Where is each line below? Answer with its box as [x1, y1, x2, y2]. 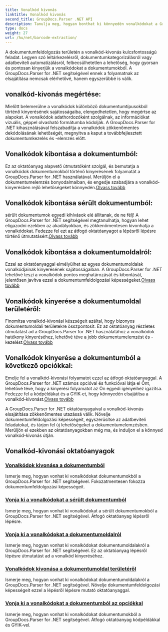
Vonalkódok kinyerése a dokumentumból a [5, 354, 141, 362]
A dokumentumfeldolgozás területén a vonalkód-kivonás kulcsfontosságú [5, 49, 157, 55]
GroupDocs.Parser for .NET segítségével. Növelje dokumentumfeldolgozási [5, 582, 160, 588]
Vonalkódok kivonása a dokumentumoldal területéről [5, 565, 136, 572]
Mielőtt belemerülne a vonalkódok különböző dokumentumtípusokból [5, 103, 147, 109]
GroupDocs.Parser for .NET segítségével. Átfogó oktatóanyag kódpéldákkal [5, 616, 160, 622]
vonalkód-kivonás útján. [5, 432, 55, 438]
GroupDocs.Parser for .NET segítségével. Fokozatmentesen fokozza [5, 478, 145, 484]
